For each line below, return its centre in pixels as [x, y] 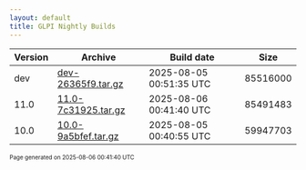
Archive [99, 57]
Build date [192, 57]
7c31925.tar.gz [92, 110]
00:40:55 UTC [180, 135]
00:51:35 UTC [180, 84]
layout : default [40, 18]
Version [31, 57]
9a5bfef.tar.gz [88, 135]
